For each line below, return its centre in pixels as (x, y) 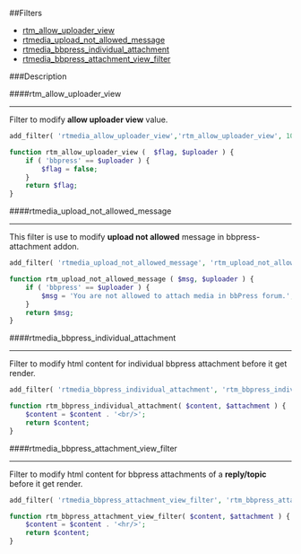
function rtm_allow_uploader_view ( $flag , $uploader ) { (122, 152)
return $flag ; (52, 186)
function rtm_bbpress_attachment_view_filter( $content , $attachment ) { (150, 516)
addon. (66, 247)
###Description (38, 76)
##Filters (26, 13)
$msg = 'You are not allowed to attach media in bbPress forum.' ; (168, 295)
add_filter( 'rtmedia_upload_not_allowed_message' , (107, 263)
